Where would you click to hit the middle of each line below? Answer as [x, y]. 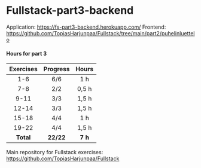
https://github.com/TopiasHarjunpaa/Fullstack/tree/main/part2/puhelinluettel [100, 33]
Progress [57, 69]
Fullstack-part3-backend [70, 10]
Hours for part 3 [27, 53]
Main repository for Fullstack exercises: [55, 152]
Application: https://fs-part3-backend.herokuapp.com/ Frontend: [86, 27]
